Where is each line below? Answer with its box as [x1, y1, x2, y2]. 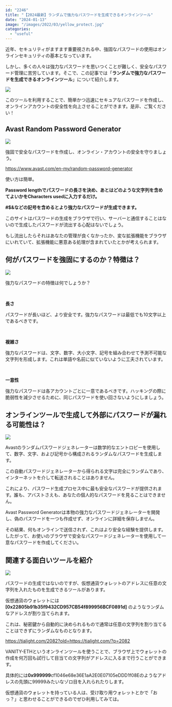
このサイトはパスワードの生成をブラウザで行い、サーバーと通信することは [5, 215, 162, 221]
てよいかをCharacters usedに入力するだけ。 [5, 193, 100, 199]
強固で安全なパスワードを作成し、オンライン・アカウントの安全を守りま [5, 148, 158, 155]
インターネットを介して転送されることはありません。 [5, 474, 118, 481]
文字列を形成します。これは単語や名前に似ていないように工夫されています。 [5, 356, 166, 362]
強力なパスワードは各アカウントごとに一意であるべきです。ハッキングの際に [5, 388, 166, 394]
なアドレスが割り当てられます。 [5, 610, 73, 617]
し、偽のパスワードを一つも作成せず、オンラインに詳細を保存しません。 [5, 515, 158, 522]
